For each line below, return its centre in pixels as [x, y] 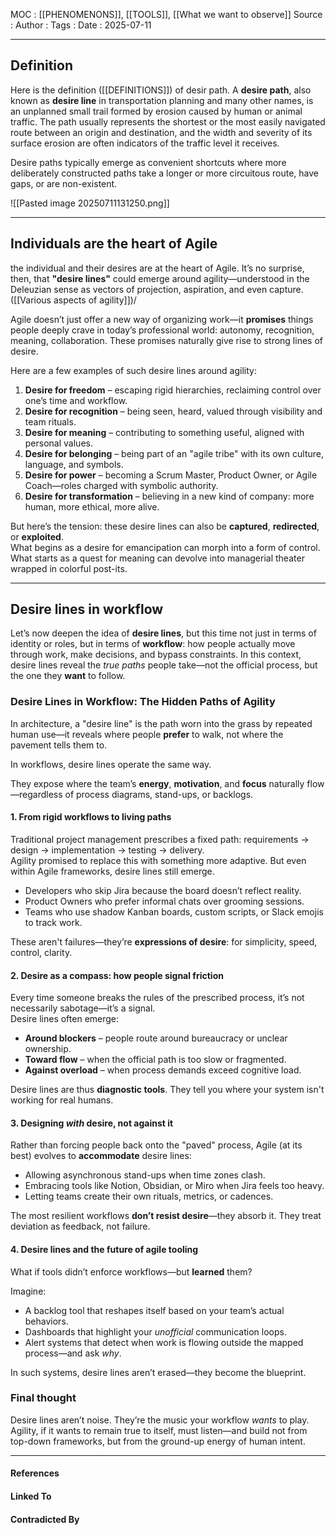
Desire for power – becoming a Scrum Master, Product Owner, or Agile [171, 475]
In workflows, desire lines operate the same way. [111, 764]
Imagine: [28, 1291]
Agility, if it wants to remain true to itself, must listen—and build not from [159, 1430]
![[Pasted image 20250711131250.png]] [90, 203]
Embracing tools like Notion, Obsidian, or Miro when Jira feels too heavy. [174, 1186]
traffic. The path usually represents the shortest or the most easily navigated [168, 121]
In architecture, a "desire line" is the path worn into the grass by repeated [161, 723]
